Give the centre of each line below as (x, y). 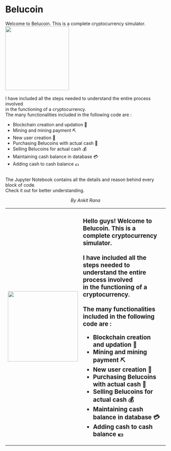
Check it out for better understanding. (45, 190)
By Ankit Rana (85, 200)
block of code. (20, 185)
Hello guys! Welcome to (118, 221)
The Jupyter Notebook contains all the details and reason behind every (80, 179)
